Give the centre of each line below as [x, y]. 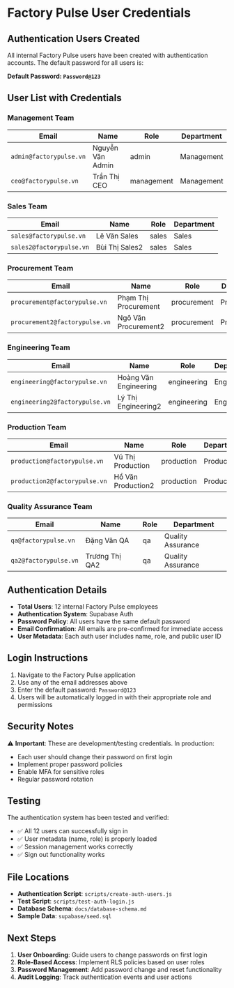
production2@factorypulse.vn [59, 481]
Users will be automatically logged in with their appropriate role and [114, 697]
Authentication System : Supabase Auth [75, 614]
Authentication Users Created [74, 39]
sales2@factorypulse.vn [50, 247]
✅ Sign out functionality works [61, 855]
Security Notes [41, 727]
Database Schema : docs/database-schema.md [82, 909]
